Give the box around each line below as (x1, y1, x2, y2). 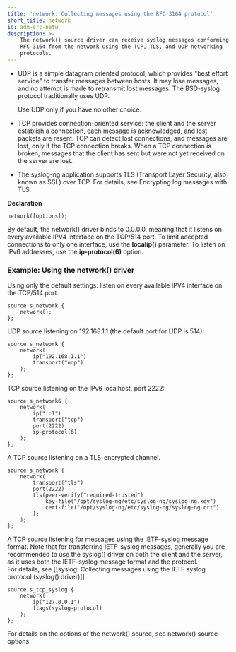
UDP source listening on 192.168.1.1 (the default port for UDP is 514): (7, 327, 205, 336)
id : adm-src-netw (7, 23, 59, 30)
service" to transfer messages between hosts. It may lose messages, (17, 76, 219, 85)
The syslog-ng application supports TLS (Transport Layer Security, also (17, 170, 227, 179)
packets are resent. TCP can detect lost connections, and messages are (17, 134, 228, 142)
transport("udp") (33, 360, 83, 367)
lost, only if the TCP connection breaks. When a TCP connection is (17, 141, 212, 150)
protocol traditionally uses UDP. (17, 91, 110, 100)
